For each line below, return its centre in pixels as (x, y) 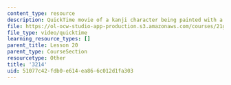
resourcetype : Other (37, 58)
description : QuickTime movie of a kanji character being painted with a (115, 20)
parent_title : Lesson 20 (43, 45)
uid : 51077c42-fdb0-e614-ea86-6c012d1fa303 (70, 71)
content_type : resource (41, 13)
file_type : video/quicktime (47, 33)
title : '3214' (27, 64)
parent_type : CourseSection (47, 52)
